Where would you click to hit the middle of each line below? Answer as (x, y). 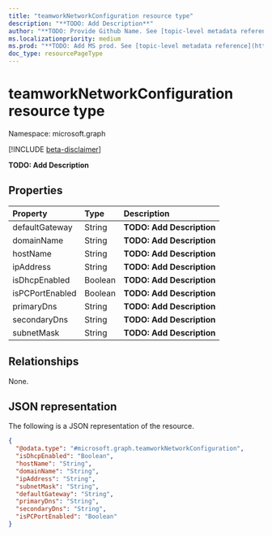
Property (30, 214)
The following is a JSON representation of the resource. (101, 426)
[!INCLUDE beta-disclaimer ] (55, 149)
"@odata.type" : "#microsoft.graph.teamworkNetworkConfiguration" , (130, 449)
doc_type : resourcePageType (56, 54)
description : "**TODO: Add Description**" (81, 24)
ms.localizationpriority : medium (65, 39)
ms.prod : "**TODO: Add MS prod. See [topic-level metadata (110, 46)
